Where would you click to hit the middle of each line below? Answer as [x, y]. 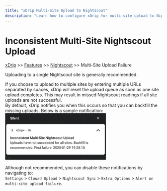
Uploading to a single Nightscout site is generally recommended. [71, 75]
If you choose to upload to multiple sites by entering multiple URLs [73, 84]
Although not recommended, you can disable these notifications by [74, 168]
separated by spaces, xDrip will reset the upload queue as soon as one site [82, 90]
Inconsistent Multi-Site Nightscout [78, 41]
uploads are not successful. [34, 100]
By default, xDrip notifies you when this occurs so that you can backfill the [81, 105]
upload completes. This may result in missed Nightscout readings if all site [81, 95]
